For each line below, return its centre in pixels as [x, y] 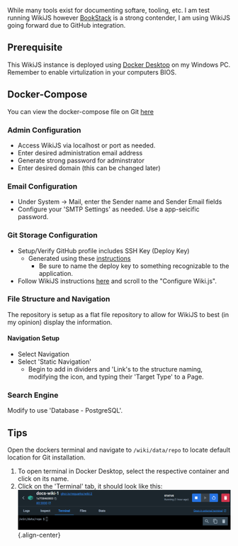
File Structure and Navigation [59, 299]
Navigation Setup [34, 338]
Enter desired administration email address [80, 152]
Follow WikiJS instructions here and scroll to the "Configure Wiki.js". [117, 281]
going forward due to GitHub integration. [67, 25]
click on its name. [43, 479]
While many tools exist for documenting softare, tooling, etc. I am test [109, 10]
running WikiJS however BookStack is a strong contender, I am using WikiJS [119, 18]
